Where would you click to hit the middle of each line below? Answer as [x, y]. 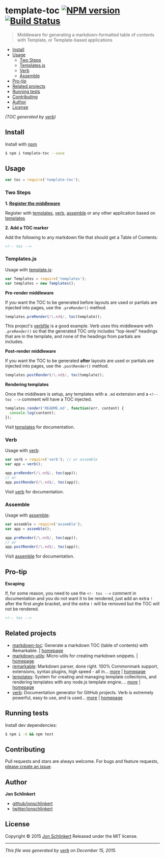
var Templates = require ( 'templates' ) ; [46, 279]
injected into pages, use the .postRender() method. [57, 366]
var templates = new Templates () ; [41, 283]
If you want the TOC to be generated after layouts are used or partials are [80, 361]
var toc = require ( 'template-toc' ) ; [42, 180]
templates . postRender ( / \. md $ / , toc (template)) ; [55, 375]
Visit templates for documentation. [40, 427]
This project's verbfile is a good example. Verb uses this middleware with [79, 326]
